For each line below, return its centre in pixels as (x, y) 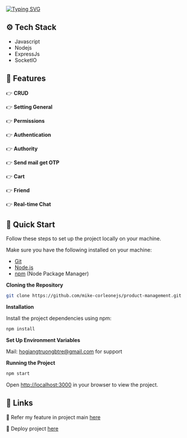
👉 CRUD (17, 93)
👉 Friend (18, 190)
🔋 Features (26, 79)
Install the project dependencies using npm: (59, 318)
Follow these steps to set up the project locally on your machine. (84, 239)
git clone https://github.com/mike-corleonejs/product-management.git (94, 296)
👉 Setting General (29, 107)
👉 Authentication (29, 134)
